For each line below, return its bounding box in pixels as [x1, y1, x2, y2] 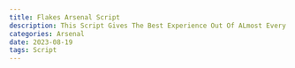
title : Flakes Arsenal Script [9, 12, 121, 22]
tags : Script [9, 46, 57, 55]
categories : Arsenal [9, 29, 86, 38]
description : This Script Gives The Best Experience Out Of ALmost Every [9, 21, 287, 30]
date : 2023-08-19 [9, 37, 73, 47]
